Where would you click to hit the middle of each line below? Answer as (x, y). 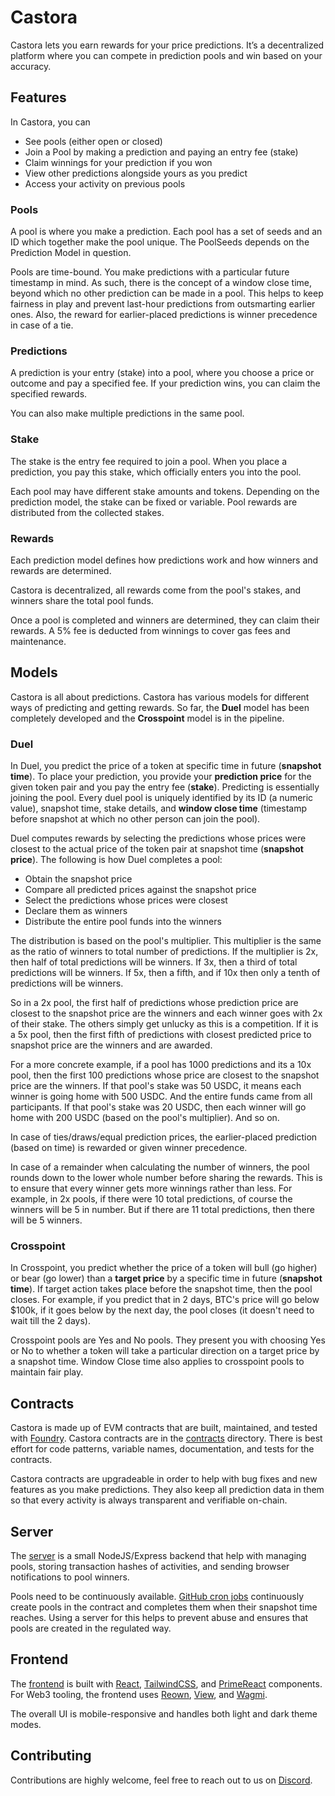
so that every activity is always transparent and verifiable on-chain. (149, 1500)
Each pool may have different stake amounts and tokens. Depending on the (165, 491)
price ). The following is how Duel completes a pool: (116, 860)
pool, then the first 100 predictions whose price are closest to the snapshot (165, 1075)
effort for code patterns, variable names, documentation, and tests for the (162, 1449)
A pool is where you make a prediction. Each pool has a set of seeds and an (166, 232)
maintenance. (38, 641)
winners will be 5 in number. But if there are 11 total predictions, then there (162, 1210)
